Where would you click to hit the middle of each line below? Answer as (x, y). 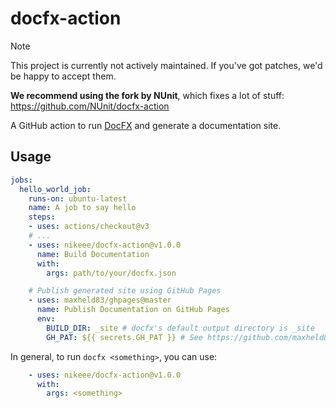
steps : (42, 217)
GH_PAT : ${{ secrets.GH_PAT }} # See (124, 337)
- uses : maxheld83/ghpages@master (100, 300)
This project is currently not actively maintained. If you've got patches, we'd (166, 65)
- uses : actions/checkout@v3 (89, 227)
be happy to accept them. (63, 76)
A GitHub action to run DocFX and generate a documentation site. (146, 125)
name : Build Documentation (93, 254)
